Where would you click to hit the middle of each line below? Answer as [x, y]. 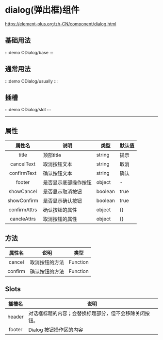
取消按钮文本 [58, 164]
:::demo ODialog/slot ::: [28, 110]
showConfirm [23, 200]
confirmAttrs [23, 210]
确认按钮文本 [58, 174]
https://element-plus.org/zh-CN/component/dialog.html [61, 24]
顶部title [52, 155]
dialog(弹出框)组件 [42, 10]
